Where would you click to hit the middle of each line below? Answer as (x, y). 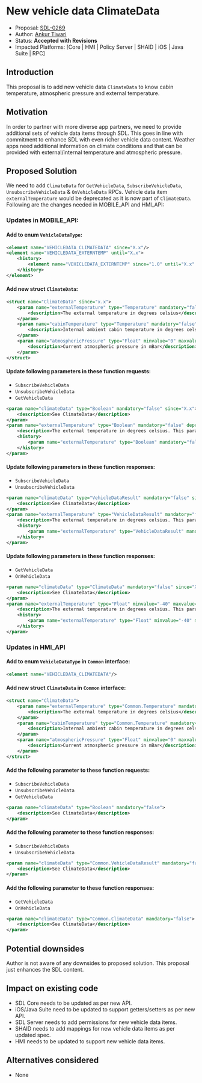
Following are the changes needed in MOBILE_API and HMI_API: (85, 205)
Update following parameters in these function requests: (79, 371)
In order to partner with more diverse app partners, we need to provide (94, 126)
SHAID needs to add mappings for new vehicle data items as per (95, 1028)
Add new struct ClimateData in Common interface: (66, 688)
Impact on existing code (52, 988)
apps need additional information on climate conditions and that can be (94, 146)
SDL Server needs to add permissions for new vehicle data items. (96, 1022)
